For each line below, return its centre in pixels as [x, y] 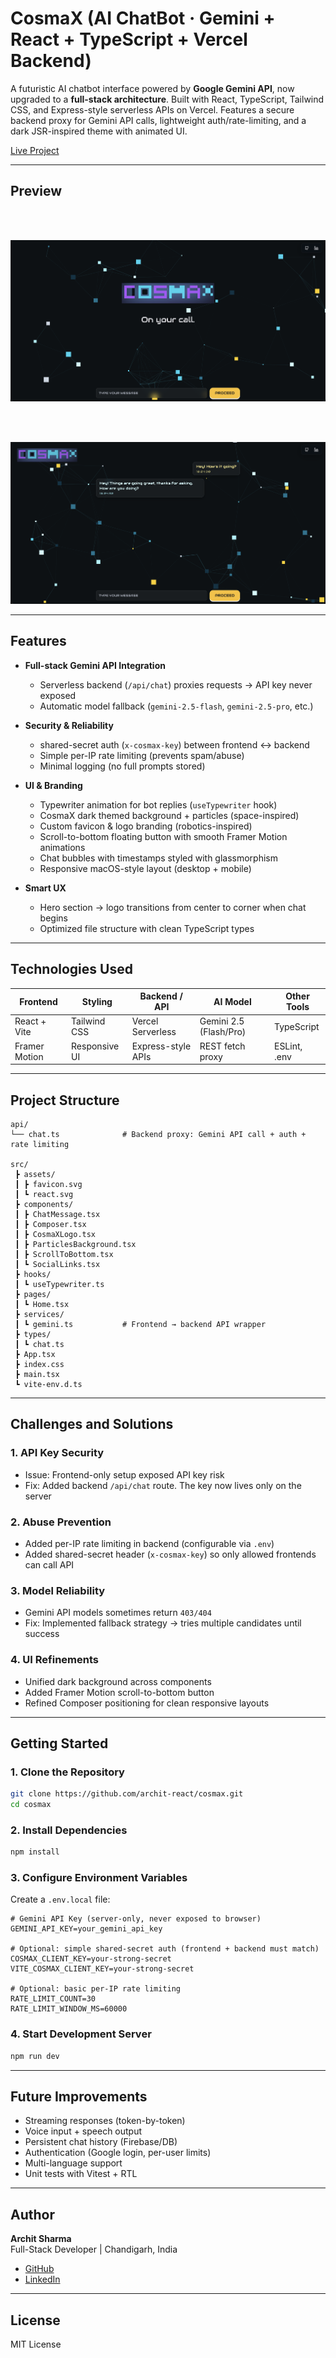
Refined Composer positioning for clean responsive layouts [147, 1703]
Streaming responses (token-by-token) [105, 2121]
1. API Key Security [57, 1453]
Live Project [35, 150]
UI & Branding [53, 785]
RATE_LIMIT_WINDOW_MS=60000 [69, 2009]
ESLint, [288, 1046]
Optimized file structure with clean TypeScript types [147, 928]
